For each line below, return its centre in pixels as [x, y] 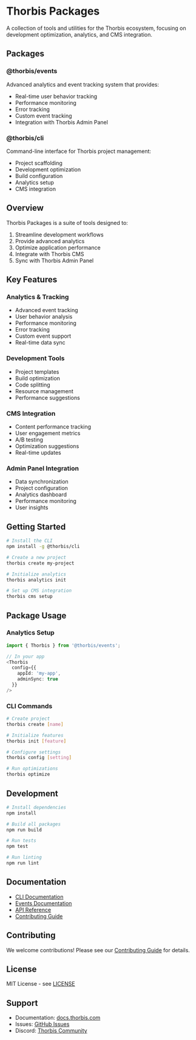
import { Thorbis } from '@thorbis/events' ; [63, 645]
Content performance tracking [53, 427]
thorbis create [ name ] [35, 724]
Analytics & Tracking [38, 297]
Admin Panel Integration [42, 468]
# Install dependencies [36, 807]
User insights [32, 508]
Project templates [37, 372]
